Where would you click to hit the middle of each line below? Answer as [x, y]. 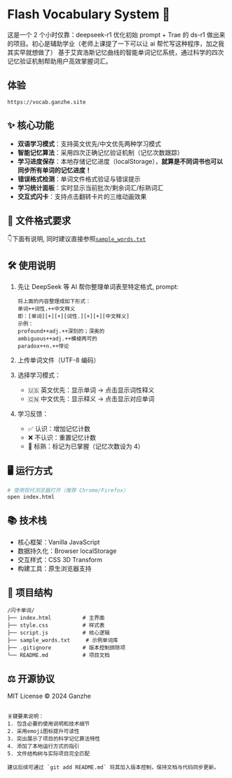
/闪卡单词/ [21, 611]
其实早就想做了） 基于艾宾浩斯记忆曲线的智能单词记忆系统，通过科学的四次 [116, 52]
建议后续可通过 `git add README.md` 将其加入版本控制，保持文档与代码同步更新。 [113, 767]
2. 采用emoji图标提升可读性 [43, 732]
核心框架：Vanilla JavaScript [59, 542]
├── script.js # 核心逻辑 [59, 633]
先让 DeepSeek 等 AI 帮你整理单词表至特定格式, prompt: [98, 287]
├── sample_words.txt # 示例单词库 [63, 640]
